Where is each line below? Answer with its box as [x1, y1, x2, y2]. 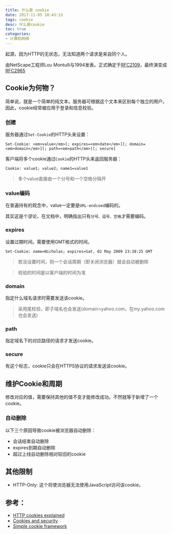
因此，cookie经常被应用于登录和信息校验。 [5, 105, 97, 111]
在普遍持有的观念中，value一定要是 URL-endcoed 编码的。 [5, 202, 123, 208]
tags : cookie [5, 17, 33, 22]
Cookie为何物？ [5, 84, 55, 92]
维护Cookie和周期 [5, 379, 63, 388]
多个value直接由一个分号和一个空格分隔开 [17, 175, 106, 182]
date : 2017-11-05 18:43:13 [5, 12, 63, 17]
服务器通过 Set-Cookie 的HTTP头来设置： [5, 131, 90, 137]
